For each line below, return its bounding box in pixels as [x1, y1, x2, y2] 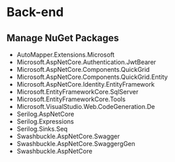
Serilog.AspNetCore [16, 110, 75, 118]
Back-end [6, 4, 64, 20]
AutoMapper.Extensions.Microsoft [16, 50, 115, 59]
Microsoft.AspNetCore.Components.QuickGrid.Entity [16, 73, 168, 81]
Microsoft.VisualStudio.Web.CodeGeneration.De [16, 103, 155, 110]
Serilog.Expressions [16, 117, 75, 126]
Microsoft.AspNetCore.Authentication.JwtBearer [16, 58, 156, 66]
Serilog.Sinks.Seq [16, 125, 68, 133]
